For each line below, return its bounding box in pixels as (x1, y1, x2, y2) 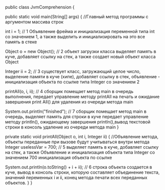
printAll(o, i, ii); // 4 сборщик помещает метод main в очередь (5, 89, 134, 94)
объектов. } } (5, 180, 33, 186)
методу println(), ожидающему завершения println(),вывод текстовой (5, 119, 151, 125)
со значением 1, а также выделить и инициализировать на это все (5, 34, 145, 39)
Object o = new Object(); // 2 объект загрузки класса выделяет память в (5, 49, 157, 54)
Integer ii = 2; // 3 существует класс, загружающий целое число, (5, 68, 141, 74)
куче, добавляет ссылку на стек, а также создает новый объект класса (5, 54, 156, 60)
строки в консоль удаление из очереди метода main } (5, 124, 119, 130)
